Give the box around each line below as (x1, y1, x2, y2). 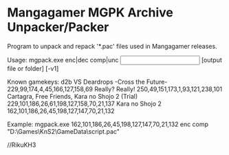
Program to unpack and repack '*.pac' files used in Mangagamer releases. (7, 42, 218, 50)
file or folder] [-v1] (7, 64, 59, 73)
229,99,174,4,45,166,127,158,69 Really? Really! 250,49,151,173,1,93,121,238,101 (7, 84, 222, 93)
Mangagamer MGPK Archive (7, 5, 174, 21)
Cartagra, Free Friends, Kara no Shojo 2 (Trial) (7, 92, 138, 100)
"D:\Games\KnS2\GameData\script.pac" (7, 127, 120, 135)
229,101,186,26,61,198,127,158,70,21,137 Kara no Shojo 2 (7, 99, 162, 108)
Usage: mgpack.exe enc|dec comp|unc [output (7, 56, 222, 64)
